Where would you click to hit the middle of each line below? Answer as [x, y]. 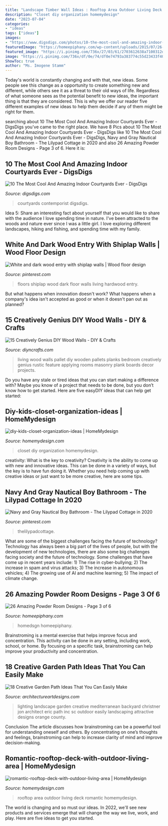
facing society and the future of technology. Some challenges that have [79, 557]
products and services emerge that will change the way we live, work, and [82, 812]
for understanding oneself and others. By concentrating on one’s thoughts [81, 732]
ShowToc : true [20, 61]
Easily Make [24, 675]
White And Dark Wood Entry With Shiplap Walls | [82, 245]
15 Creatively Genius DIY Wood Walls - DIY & [76, 320]
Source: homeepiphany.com [34, 616]
